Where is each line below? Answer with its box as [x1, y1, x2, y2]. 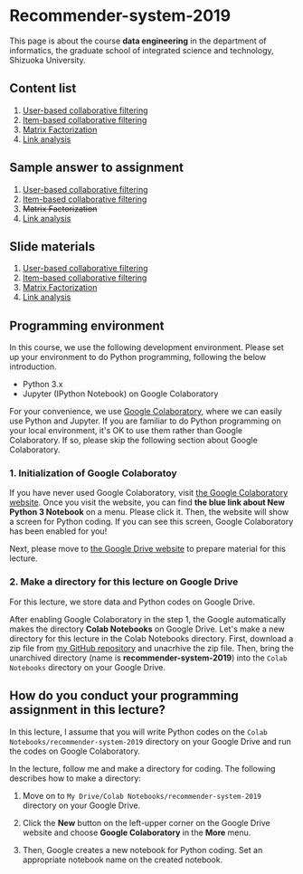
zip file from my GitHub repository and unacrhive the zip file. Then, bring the [9, 642, 294, 653]
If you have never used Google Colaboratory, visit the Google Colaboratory [9, 488, 289, 499]
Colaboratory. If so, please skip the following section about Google [9, 435, 258, 446]
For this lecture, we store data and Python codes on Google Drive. [9, 596, 256, 607]
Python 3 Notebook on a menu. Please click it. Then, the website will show [9, 507, 289, 518]
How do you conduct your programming [9, 689, 240, 704]
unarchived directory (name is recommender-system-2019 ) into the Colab [9, 652, 288, 663]
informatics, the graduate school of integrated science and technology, [9, 44, 274, 55]
